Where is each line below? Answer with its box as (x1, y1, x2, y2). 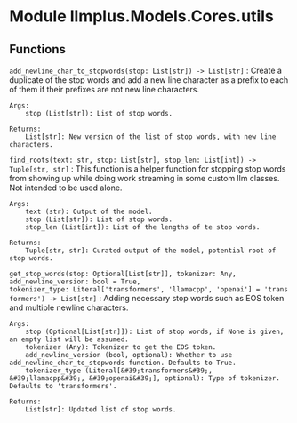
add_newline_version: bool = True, (9, 277, 141, 286)
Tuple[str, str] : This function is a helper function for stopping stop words (9, 164, 286, 174)
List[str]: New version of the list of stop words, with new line (25, 132, 277, 141)
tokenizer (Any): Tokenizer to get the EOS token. (25, 343, 217, 352)
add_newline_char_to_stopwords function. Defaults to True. (9, 358, 237, 367)
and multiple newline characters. (9, 302, 129, 313)
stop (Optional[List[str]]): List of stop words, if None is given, (25, 327, 285, 336)
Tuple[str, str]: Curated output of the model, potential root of (25, 246, 277, 255)
